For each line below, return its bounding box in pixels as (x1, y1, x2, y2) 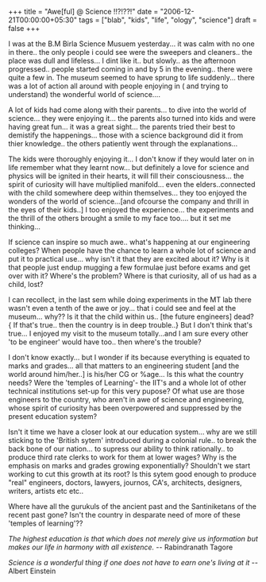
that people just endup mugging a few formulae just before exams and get (8, 262, 251, 272)
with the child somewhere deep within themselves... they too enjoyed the (8, 188, 248, 197)
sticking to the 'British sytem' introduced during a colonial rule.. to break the (8, 436, 256, 444)
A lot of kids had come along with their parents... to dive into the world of (8, 105, 247, 114)
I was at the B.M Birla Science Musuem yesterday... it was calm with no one (8, 39, 256, 48)
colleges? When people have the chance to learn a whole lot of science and (8, 246, 256, 255)
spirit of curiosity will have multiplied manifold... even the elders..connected (8, 180, 256, 189)
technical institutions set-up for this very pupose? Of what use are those (8, 386, 245, 396)
